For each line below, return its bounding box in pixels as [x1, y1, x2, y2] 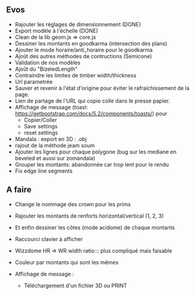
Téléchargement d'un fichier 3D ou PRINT [23, 282, 127, 289]
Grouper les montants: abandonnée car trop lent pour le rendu [14, 161, 169, 168]
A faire [6, 185, 32, 195]
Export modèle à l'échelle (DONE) [14, 27, 98, 34]
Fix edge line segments [14, 167, 73, 174]
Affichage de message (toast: [14, 103, 88, 110]
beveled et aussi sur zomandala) [14, 154, 95, 161]
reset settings [23, 129, 58, 136]
